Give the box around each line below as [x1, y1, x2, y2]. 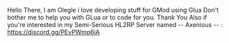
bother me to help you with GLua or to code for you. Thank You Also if [7, 13, 207, 21]
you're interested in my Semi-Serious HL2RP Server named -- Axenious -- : [7, 21, 223, 28]
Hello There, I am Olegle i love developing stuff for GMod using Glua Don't [7, 6, 219, 14]
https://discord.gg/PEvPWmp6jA [7, 28, 101, 36]
